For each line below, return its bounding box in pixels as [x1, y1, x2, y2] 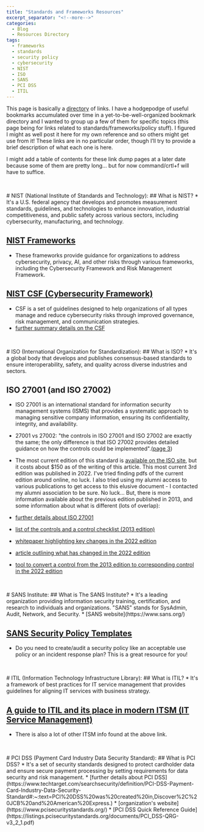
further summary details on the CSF [15, 324, 105, 332]
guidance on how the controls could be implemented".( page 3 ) [15, 445, 173, 452]
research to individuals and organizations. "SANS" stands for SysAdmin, [6, 604, 188, 612]
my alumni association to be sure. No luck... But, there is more [15, 489, 171, 497]
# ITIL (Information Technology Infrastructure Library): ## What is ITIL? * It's [6, 674, 199, 682]
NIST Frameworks [6, 236, 76, 246]
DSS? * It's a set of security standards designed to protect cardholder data [6, 760, 195, 767]
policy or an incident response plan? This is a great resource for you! [15, 651, 188, 658]
